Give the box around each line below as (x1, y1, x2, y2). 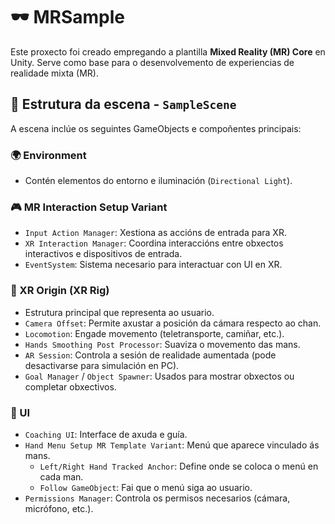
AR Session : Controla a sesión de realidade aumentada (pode (24, 349, 277, 361)
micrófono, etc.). (24, 502, 94, 514)
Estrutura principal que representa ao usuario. (24, 306, 215, 318)
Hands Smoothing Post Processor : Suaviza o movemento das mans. (24, 338, 301, 350)
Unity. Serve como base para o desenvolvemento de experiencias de (10, 56, 295, 68)
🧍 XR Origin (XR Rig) (10, 284, 110, 298)
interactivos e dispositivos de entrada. (24, 248, 183, 260)
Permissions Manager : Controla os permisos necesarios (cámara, (24, 492, 291, 504)
